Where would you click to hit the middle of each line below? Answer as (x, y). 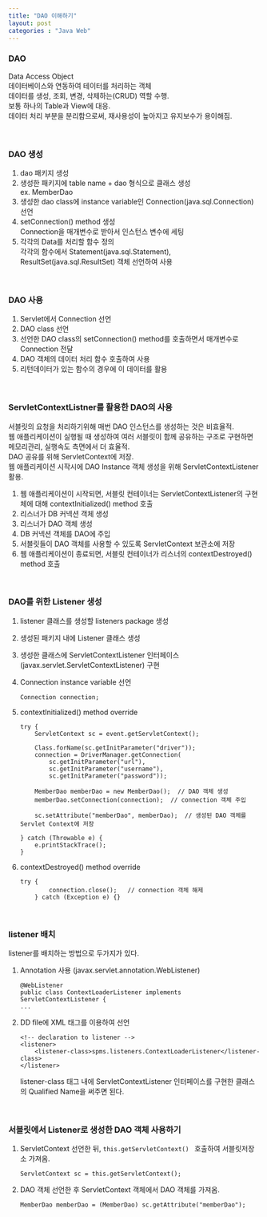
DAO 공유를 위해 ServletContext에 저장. (71, 456)
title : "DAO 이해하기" (43, 16)
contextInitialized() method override (79, 712)
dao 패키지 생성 (44, 172)
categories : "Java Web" (50, 30)
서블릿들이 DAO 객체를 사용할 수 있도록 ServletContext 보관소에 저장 (128, 544)
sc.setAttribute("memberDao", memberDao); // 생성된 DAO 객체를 (141, 815)
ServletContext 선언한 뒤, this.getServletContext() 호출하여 (120, 1149)
